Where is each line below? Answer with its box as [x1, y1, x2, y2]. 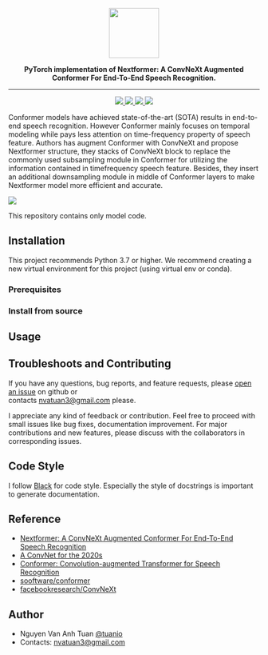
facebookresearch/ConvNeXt [19, 585, 117, 594]
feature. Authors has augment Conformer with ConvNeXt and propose [8, 138, 239, 147]
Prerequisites [8, 284, 61, 295]
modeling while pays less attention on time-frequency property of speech [8, 130, 250, 139]
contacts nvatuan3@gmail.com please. [8, 395, 136, 405]
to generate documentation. [8, 489, 100, 499]
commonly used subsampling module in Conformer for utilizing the [8, 155, 228, 164]
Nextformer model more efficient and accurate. [8, 181, 164, 190]
